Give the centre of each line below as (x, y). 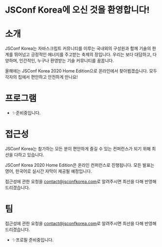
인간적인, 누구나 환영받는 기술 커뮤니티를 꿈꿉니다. (67, 61)
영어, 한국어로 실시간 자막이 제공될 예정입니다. (49, 171)
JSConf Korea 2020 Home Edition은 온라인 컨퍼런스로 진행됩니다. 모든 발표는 (80, 165)
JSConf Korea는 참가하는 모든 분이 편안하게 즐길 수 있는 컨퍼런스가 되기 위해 (78, 149)
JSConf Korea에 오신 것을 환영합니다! (77, 10)
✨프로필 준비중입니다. (33, 240)
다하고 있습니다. (29, 155)
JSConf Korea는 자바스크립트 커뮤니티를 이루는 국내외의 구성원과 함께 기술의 (78, 49)
